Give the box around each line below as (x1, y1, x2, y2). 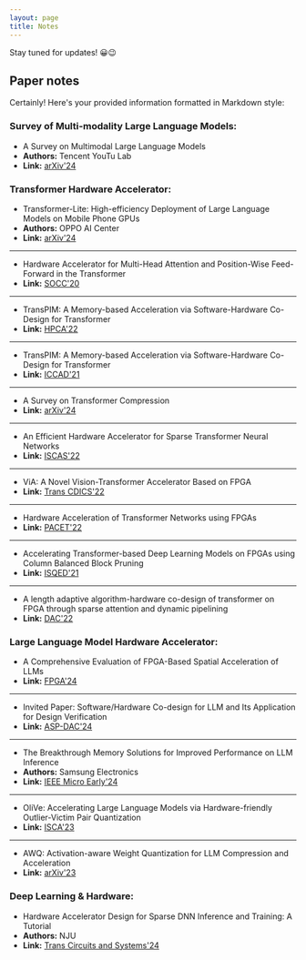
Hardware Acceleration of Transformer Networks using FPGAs (22, 511, 257, 523)
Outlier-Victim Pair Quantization (22, 812, 141, 824)
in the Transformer (56, 268, 127, 278)
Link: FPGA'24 (22, 675, 77, 687)
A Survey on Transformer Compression (22, 395, 170, 406)
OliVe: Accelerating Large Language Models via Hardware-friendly (22, 803, 273, 813)
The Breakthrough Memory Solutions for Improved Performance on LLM (22, 747, 293, 758)
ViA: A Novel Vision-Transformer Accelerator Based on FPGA (22, 476, 252, 487)
